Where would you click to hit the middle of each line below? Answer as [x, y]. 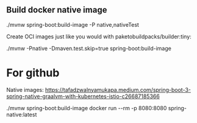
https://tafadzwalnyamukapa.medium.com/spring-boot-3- [118, 90]
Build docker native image [57, 10]
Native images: [25, 90]
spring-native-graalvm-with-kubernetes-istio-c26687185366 [83, 96]
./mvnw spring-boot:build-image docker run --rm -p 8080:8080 [87, 108]
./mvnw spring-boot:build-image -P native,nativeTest [73, 24]
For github [33, 73]
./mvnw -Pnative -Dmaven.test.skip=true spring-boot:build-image [89, 48]
